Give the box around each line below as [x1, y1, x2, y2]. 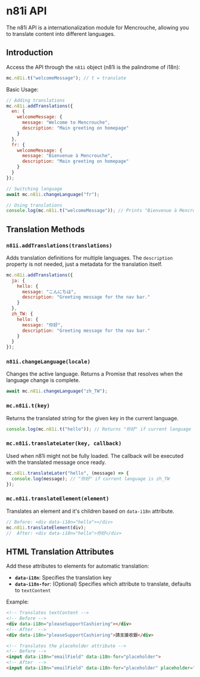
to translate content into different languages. [6, 30, 115, 37]
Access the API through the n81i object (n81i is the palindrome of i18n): [6, 63, 180, 70]
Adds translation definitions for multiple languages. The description [6, 254, 173, 261]
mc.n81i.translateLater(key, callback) [6, 440, 122, 447]
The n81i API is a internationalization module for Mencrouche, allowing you [6, 24, 189, 31]
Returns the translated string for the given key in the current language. [6, 414, 179, 421]
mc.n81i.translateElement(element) [6, 496, 110, 502]
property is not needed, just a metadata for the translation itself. [6, 260, 162, 267]
